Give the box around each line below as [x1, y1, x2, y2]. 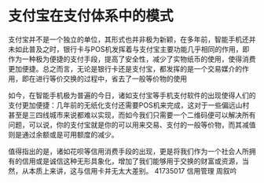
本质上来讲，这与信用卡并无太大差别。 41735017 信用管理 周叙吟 [28, 166, 237, 175]
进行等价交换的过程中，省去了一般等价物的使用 [35, 74, 187, 83]
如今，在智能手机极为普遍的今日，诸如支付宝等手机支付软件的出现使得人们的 [8, 90, 256, 100]
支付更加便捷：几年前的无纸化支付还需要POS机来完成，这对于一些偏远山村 [8, 100, 250, 110]
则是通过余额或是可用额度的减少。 [8, 130, 119, 139]
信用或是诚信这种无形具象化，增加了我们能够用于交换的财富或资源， [21, 156, 242, 166]
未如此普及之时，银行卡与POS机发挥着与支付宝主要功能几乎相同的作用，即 [8, 44, 250, 53]
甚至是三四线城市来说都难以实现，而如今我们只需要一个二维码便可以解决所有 [8, 110, 256, 119]
